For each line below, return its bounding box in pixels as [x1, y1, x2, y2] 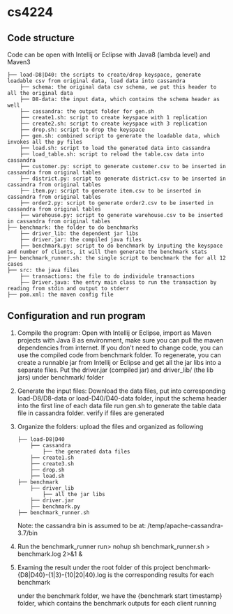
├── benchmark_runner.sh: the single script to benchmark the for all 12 [7, 255, 227, 262]
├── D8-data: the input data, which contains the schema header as [20, 96, 220, 103]
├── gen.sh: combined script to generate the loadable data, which [20, 133, 220, 140]
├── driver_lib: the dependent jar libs [20, 230, 139, 237]
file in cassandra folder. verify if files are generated [17, 409, 165, 417]
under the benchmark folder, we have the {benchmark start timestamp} [17, 591, 223, 600]
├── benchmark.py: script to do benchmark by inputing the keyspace [20, 242, 223, 249]
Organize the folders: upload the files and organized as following [17, 422, 204, 430]
